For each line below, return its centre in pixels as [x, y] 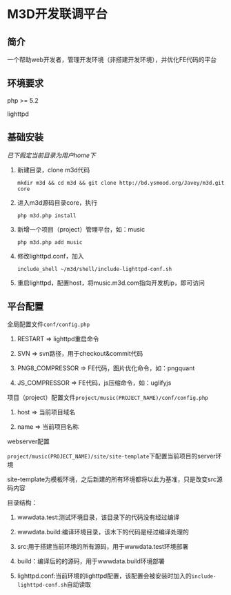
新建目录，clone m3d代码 [53, 170]
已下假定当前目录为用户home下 [52, 155]
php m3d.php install [47, 215]
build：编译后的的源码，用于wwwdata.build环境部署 [91, 561]
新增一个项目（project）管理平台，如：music [81, 229]
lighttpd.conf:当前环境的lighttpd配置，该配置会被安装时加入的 [104, 576]
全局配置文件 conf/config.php [49, 324]
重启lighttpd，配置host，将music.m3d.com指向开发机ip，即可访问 [111, 283]
